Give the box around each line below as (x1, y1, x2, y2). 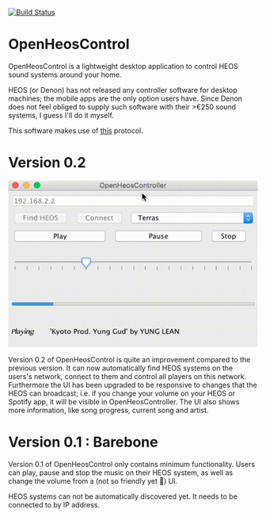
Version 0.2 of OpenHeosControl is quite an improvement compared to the (8, 354, 251, 364)
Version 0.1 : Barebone (8, 433, 158, 451)
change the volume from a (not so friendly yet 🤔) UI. (8, 476, 178, 485)
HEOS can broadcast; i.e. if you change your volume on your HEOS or (8, 389, 236, 398)
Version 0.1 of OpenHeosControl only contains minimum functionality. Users (8, 459, 256, 469)
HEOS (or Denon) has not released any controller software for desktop (8, 85, 237, 94)
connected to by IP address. (8, 500, 101, 509)
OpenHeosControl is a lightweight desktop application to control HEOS (8, 61, 239, 71)
